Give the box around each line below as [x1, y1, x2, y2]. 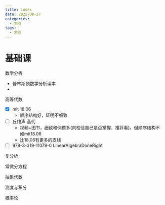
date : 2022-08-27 [5, 12, 41, 17]
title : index [5, 7, 32, 12]
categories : [5, 16, 30, 21]
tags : [5, 26, 16, 31]
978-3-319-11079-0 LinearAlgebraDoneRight [12, 142, 103, 148]
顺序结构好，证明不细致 [19, 112, 68, 118]
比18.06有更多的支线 [19, 137, 61, 143]
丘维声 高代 [12, 119, 36, 124]
